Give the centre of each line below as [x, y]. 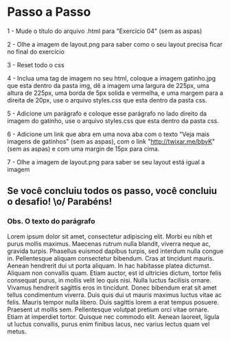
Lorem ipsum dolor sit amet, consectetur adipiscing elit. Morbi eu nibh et [110, 236]
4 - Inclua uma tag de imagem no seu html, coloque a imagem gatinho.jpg [112, 78]
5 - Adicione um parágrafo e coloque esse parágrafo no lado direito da [107, 113]
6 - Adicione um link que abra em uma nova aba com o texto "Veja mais [108, 134]
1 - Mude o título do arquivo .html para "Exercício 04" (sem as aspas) [105, 31]
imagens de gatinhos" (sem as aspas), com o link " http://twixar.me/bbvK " [111, 141]
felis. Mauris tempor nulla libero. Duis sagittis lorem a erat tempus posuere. [113, 302]
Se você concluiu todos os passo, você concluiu [112, 191]
